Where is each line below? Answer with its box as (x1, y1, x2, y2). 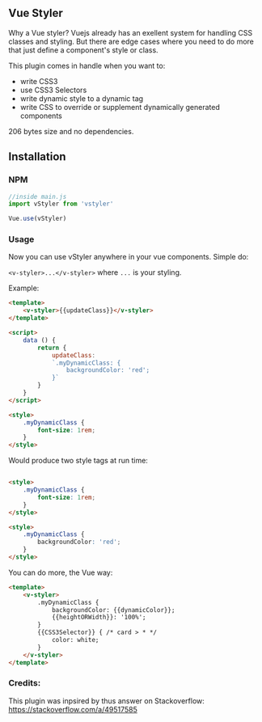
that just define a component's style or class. (8, 44, 159, 55)
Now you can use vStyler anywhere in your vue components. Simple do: (8, 252, 249, 262)
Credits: (8, 678, 41, 689)
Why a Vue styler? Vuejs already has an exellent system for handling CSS (8, 27, 253, 37)
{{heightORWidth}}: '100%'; (51, 614, 147, 622)
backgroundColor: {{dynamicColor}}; (51, 606, 175, 614)
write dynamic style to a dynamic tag (19, 93, 144, 103)
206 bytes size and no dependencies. (8, 126, 134, 136)
